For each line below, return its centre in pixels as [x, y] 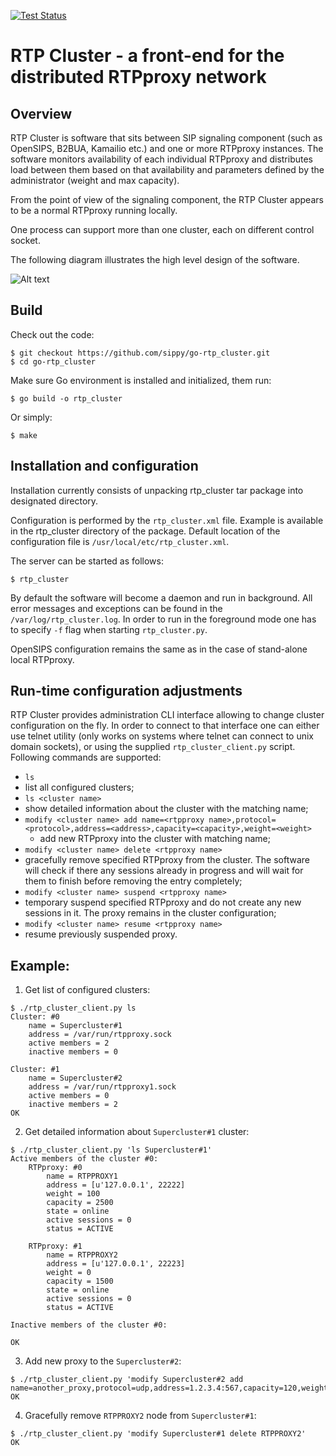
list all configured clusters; [79, 787]
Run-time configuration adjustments [126, 691]
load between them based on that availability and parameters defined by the [167, 169]
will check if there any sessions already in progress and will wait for [164, 871]
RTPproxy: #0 [55, 1168]
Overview [41, 113]
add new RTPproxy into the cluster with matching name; [155, 839]
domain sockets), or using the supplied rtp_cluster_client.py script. [153, 747]
